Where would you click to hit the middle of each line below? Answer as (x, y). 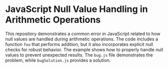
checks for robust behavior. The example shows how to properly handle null (84, 49)
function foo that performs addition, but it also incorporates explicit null (79, 44)
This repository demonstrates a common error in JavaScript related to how (83, 33)
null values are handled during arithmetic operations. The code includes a (82, 39)
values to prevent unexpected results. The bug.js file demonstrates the (79, 55)
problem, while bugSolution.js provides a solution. (58, 60)
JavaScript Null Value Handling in (76, 9)
